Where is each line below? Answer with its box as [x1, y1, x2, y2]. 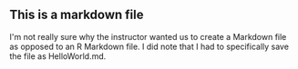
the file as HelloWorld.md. [9, 50, 107, 62]
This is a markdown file [9, 7, 144, 23]
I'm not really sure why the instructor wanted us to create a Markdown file [9, 31, 287, 42]
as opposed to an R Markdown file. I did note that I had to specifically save [9, 41, 290, 52]
